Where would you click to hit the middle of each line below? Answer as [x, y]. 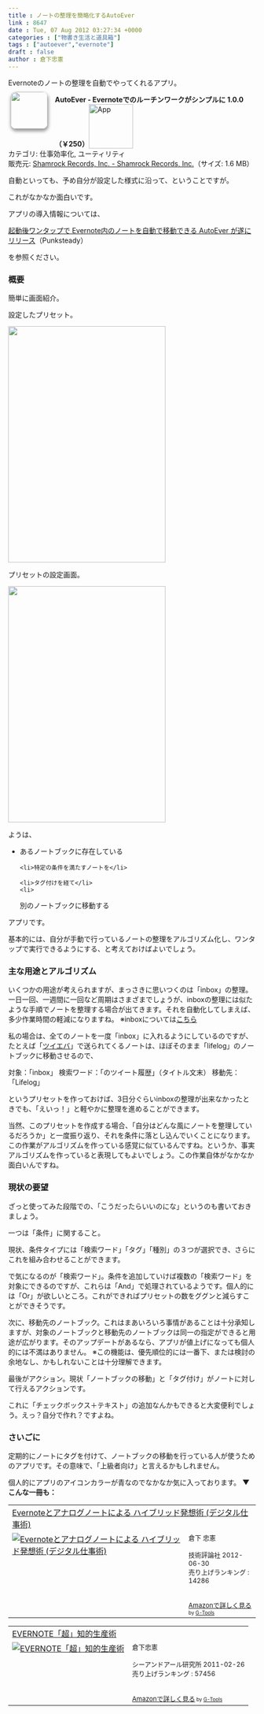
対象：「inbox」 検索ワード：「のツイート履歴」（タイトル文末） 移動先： [124, 1073]
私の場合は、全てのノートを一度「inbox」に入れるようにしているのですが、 [130, 1036]
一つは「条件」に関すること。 [56, 1233]
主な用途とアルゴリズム [52, 971]
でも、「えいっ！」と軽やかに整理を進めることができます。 [109, 1109]
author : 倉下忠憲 [36, 60]
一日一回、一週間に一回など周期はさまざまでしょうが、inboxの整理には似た [130, 1000]
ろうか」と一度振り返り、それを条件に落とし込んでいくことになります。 [138, 1136]
